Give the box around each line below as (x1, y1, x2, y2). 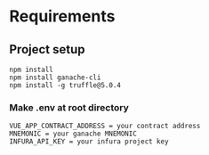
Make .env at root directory (9, 101, 129, 113)
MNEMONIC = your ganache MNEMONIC (9, 129, 138, 139)
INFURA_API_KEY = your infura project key (9, 137, 169, 146)
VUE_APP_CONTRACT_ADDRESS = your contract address (9, 122, 201, 131)
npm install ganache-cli (9, 73, 101, 82)
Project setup (9, 42, 86, 57)
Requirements (9, 6, 116, 27)
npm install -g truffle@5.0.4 (9, 81, 122, 90)
